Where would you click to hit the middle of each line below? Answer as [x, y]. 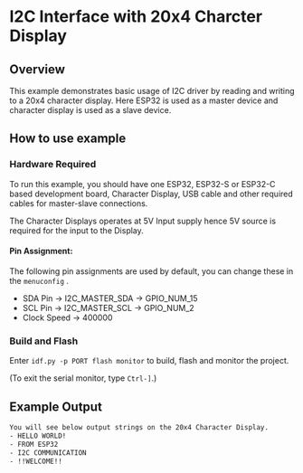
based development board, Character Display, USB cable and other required [151, 194]
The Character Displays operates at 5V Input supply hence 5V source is [143, 221]
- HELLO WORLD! [38, 436]
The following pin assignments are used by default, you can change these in [151, 271]
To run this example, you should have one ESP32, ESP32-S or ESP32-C [142, 184]
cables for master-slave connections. [79, 203]
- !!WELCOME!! [36, 461]
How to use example [68, 139]
